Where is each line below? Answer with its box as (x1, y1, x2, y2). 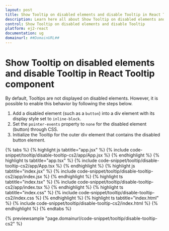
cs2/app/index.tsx (5, 184, 43, 190)
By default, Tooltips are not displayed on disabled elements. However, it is (5, 95, 158, 101)
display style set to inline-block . (12, 115, 81, 121)
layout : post (5, 7, 33, 13)
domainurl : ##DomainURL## (5, 36, 59, 41)
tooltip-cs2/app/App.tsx (5, 163, 55, 169)
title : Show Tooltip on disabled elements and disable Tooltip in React (5, 12, 161, 17)
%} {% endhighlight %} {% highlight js (55, 163, 135, 169)
